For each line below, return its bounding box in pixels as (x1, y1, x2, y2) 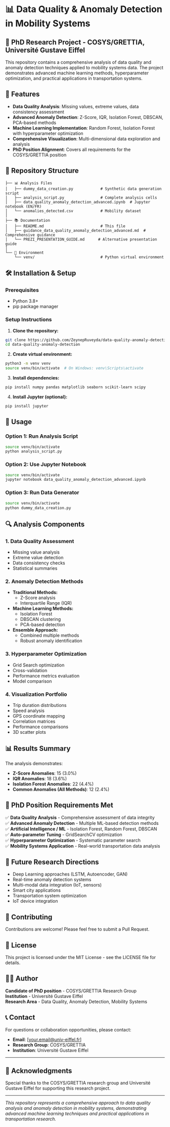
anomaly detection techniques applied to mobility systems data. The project (5, 65, 163, 70)
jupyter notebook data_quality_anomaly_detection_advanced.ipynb (5, 477, 146, 482)
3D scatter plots (12, 729, 47, 735)
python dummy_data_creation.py (5, 505, 71, 511)
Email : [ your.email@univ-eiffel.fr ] (12, 1036, 82, 1042)
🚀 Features (5, 90, 40, 99)
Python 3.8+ (12, 298, 39, 304)
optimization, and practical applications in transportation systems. (5, 75, 143, 81)
